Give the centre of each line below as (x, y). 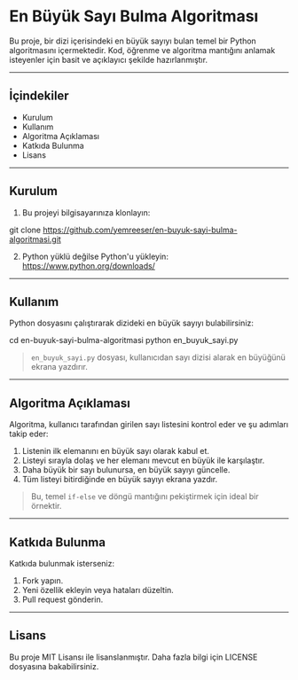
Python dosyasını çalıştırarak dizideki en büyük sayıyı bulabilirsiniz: (132, 323)
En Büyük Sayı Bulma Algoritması (134, 16)
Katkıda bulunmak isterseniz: (62, 563)
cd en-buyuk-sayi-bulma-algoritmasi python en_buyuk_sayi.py (124, 340)
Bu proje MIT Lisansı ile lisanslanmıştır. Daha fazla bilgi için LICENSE (133, 657)
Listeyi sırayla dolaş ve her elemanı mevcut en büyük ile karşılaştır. (143, 461)
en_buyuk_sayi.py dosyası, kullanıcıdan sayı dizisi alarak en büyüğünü (158, 357)
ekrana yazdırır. (59, 367)
